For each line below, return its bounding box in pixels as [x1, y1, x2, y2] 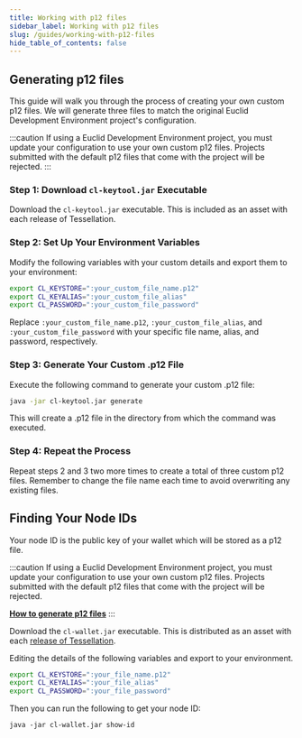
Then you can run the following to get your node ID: [9, 703, 201, 714]
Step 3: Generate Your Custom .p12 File [9, 358, 185, 371]
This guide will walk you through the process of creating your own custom [9, 96, 285, 106]
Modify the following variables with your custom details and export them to [9, 256, 288, 267]
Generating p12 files [9, 71, 124, 87]
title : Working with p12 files [9, 13, 127, 23]
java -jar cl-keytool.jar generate [9, 396, 143, 406]
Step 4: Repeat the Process [9, 445, 132, 457]
